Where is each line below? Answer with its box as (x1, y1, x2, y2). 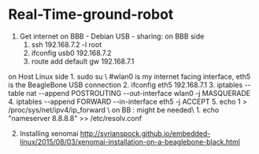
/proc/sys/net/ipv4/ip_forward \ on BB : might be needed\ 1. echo (8, 104, 220, 115)
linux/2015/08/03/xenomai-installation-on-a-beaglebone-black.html (19, 137, 240, 146)
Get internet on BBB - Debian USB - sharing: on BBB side (19, 31, 205, 41)
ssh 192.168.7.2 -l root (31, 39, 102, 49)
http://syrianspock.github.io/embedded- (80, 128, 211, 138)
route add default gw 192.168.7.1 (31, 57, 135, 66)
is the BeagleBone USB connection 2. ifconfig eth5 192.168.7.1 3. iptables (8, 80, 243, 90)
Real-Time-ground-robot (8, 5, 174, 24)
